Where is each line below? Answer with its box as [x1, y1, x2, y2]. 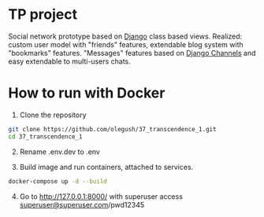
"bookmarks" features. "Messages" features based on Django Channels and [8, 48, 256, 57]
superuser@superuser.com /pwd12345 [19, 200, 145, 209]
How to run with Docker [8, 84, 165, 102]
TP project [8, 6, 77, 24]
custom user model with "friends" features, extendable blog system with [8, 39, 244, 49]
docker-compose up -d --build [8, 177, 108, 186]
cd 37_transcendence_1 [8, 132, 83, 141]
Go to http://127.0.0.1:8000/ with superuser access [19, 191, 184, 201]
